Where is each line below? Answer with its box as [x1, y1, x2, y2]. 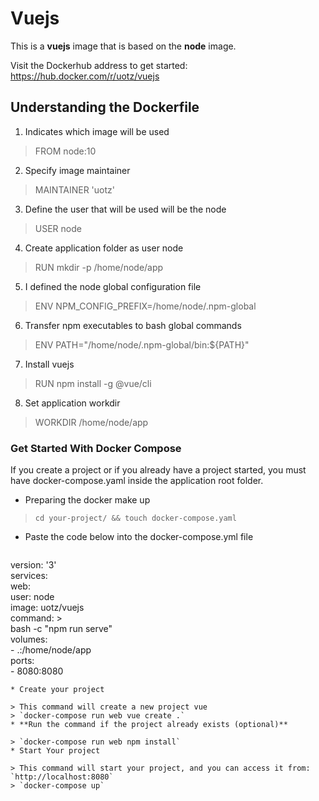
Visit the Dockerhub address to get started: [10, 59, 188, 71]
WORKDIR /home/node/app [34, 416, 149, 428]
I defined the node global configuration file [24, 280, 202, 292]
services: [10, 570, 48, 582]
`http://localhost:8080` [10, 772, 114, 782]
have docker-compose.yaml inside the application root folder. [10, 475, 264, 487]
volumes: [10, 633, 48, 646]
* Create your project [10, 685, 105, 695]
